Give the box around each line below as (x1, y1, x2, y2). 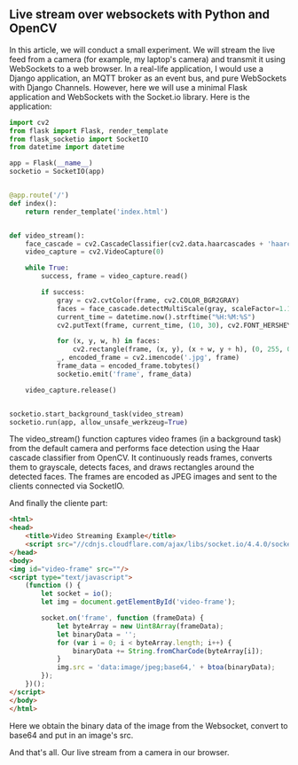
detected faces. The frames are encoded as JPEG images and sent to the (9, 472, 278, 482)
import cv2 (9, 118, 50, 127)
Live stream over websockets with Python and (9, 7, 271, 22)
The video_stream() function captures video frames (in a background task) (9, 433, 282, 444)
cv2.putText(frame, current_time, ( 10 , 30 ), (56, 321, 224, 330)
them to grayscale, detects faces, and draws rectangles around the (9, 462, 255, 472)
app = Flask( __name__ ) (9, 159, 93, 168)
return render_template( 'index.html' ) (25, 207, 169, 216)
